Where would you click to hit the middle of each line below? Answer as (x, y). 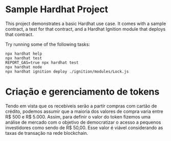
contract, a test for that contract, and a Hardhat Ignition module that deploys (86, 29)
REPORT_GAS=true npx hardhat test (42, 62)
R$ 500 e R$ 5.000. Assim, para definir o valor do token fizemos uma (78, 116)
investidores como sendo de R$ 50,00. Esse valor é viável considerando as (84, 127)
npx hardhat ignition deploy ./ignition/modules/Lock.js (67, 72)
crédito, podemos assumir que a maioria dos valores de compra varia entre (84, 111)
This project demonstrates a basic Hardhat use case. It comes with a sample (86, 24)
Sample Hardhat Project (57, 9)
